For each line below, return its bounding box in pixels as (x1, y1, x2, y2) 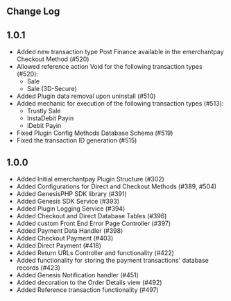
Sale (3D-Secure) (26, 85, 77, 93)
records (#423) (16, 263, 60, 272)
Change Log (6, 6, 60, 17)
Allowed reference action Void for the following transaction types (16, 63, 203, 71)
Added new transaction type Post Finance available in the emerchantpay (16, 48, 224, 56)
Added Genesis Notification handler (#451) (16, 271, 139, 279)
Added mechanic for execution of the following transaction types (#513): (16, 99, 224, 108)
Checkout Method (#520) (16, 55, 89, 63)
